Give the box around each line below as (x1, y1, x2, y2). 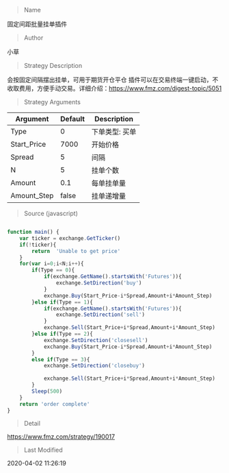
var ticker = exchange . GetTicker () (19, 234, 121, 242)
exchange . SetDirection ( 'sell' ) (55, 311, 146, 318)
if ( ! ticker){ (19, 241, 57, 248)
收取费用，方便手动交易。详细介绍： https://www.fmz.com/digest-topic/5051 (7, 84, 222, 92)
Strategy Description (23, 62, 83, 69)
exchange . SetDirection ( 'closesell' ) (43, 337, 148, 343)
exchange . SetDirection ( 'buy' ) (55, 280, 142, 287)
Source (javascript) (23, 209, 79, 217)
